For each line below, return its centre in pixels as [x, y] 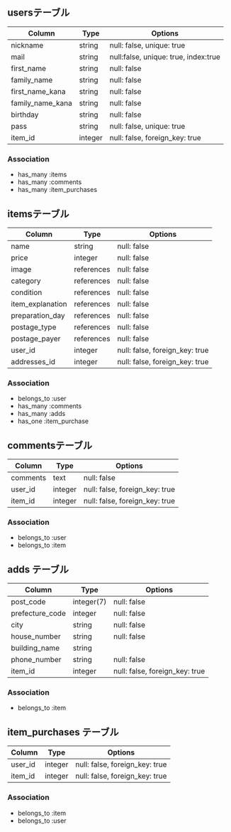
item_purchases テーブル [63, 732]
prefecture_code [38, 614]
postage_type [34, 327]
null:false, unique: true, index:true [165, 57]
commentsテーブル [50, 446]
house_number [36, 636]
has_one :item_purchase [53, 421]
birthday [25, 114]
